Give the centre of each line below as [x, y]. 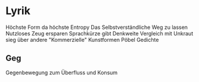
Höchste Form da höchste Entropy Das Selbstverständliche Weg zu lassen [97, 27]
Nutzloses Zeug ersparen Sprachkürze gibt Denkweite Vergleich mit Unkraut [99, 33]
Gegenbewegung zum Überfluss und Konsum [62, 73]
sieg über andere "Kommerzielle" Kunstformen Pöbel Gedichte [82, 40]
